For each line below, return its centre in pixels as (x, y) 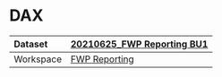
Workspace (38, 59)
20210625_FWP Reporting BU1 (139, 44)
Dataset (31, 44)
